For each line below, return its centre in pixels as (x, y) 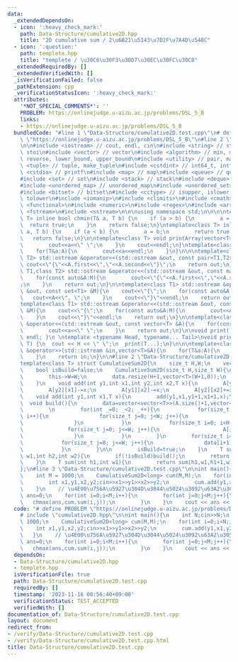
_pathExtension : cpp (44, 87)
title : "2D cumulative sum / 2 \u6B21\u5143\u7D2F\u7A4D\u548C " (115, 40)
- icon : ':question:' (46, 47)
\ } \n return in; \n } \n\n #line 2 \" (82, 357)
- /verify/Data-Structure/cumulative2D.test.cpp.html (89, 641)
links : (30, 119)
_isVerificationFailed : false (58, 80)
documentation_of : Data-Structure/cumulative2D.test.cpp (93, 614)
